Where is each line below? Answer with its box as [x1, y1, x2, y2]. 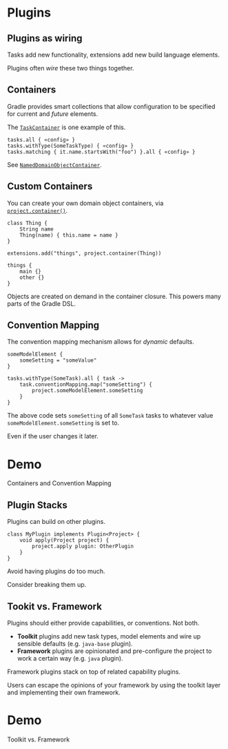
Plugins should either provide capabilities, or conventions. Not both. [7, 619, 200, 627]
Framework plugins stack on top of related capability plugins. [7, 668, 181, 676]
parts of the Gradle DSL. [7, 299, 76, 308]
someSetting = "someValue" [19, 357, 97, 364]
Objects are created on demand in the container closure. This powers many [7, 292, 222, 300]
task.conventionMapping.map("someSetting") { [19, 381, 153, 388]
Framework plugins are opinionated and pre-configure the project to [17, 647, 212, 655]
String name [19, 226, 54, 233]
